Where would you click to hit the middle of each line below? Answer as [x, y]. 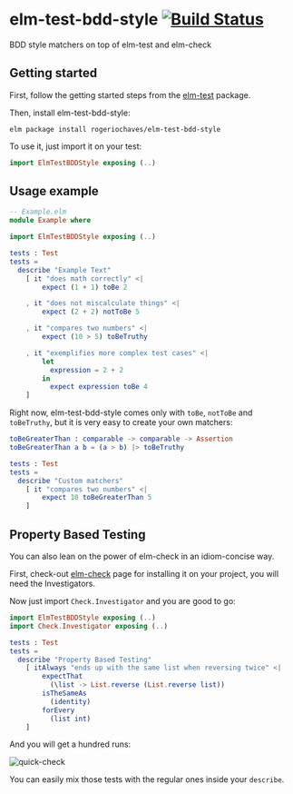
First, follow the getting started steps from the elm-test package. [130, 94]
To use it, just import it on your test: [76, 146]
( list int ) [70, 719]
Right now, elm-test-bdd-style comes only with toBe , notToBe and [131, 412]
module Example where [50, 221]
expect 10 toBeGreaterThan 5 [97, 498]
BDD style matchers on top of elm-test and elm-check [110, 45]
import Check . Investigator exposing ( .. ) [89, 626]
